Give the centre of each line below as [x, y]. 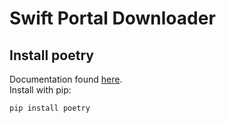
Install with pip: [40, 90]
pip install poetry [50, 108]
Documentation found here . [66, 79]
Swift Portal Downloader [112, 18]
